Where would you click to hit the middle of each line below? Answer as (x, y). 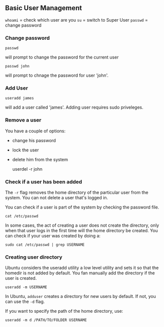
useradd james (20, 98)
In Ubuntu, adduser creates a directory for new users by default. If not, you (81, 297)
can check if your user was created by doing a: (53, 236)
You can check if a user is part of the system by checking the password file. (82, 207)
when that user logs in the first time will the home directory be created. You (82, 230)
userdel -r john (27, 169)
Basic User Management (44, 8)
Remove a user (23, 120)
